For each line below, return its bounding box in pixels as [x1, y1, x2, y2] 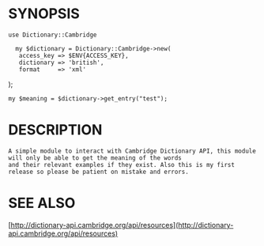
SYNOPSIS [8, 5, 81, 23]
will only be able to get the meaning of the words [8, 153, 182, 162]
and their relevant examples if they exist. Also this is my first [8, 161, 236, 168]
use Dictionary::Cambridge [8, 31, 97, 39]
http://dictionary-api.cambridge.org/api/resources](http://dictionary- [10, 220, 234, 229]
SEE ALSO [8, 195, 76, 212]
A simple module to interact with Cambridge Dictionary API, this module [8, 147, 257, 155]
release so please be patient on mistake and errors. [8, 168, 190, 176]
